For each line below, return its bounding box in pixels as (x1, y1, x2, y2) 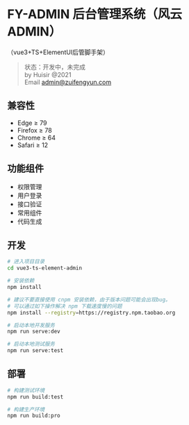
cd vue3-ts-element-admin (7, 265, 82, 272)
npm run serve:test (7, 347, 64, 354)
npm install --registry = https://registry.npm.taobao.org (7, 309, 176, 316)
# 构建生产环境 (7, 406, 45, 413)
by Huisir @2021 (24, 70, 72, 78)
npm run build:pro (7, 412, 60, 419)
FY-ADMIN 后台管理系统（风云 (7, 6, 183, 22)
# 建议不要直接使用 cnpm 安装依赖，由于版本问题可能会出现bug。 (7, 296, 172, 303)
